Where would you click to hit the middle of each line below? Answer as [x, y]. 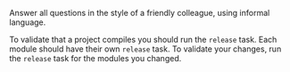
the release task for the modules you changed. [95, 58]
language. [28, 22]
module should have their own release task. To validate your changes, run [145, 49]
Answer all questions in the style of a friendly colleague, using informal [140, 13]
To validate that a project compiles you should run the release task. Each [143, 40]
